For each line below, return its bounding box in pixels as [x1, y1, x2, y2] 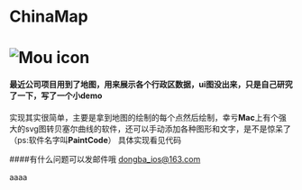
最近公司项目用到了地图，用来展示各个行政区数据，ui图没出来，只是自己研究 [9, 78, 293, 89]
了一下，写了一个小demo [9, 90, 103, 101]
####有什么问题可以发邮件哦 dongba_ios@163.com [9, 153, 201, 164]
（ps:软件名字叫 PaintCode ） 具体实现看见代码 [9, 134, 182, 145]
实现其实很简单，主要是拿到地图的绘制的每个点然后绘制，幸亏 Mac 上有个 [9, 112, 279, 122]
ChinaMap [9, 6, 88, 27]
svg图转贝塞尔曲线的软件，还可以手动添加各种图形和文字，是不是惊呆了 [24, 123, 291, 134]
